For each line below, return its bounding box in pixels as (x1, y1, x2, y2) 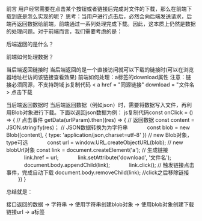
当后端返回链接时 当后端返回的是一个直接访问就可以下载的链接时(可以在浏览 (6, 66, 194, 73)
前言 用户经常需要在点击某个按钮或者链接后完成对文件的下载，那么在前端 (6, 5, 187, 12)
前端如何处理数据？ (6, 53, 54, 60)
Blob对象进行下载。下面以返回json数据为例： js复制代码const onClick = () (11, 109, 194, 116)
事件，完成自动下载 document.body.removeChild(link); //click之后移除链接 (6, 169, 189, 176)
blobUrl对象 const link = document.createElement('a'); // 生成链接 (6, 147, 168, 153)
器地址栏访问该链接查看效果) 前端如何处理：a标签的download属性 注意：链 (6, 74, 191, 80)
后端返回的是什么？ (6, 41, 54, 47)
